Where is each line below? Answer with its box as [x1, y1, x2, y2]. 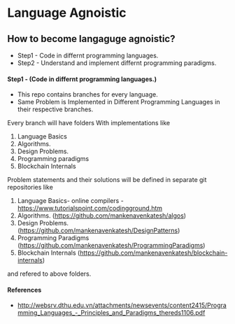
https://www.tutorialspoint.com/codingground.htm [17, 204, 163, 213]
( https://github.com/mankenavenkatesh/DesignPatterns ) [17, 226, 180, 235]
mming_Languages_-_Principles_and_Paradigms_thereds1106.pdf [17, 309, 206, 317]
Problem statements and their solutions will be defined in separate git [7, 176, 207, 184]
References [7, 286, 42, 294]
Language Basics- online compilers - [17, 197, 124, 205]
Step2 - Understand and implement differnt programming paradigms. [17, 59, 217, 67]
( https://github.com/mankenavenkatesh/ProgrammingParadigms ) [17, 241, 206, 250]
